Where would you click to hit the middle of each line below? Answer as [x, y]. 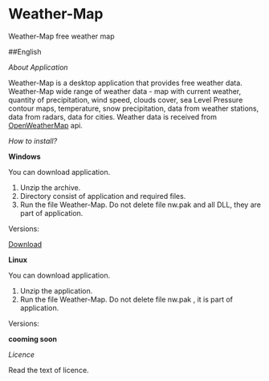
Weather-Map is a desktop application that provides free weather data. [125, 83]
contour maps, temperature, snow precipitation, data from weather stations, [134, 108]
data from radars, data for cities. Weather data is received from [112, 116]
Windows [24, 156]
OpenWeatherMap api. [45, 125]
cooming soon [33, 338]
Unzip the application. [56, 290]
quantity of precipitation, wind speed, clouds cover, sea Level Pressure [126, 99]
